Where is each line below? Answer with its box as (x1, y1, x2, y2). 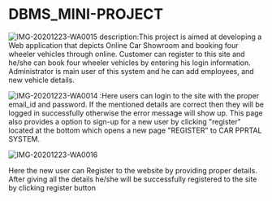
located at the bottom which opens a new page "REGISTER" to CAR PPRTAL (8, 125, 262, 135)
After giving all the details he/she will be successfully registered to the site (8, 174, 257, 184)
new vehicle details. (8, 75, 75, 85)
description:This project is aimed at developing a (98, 32, 262, 42)
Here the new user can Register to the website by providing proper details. (8, 165, 257, 175)
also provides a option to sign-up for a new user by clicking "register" (8, 116, 242, 126)
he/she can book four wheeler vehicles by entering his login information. (8, 58, 252, 68)
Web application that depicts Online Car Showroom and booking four (8, 40, 239, 50)
